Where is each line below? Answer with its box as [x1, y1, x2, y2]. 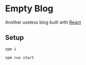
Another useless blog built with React [5, 19, 82, 25]
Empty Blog [5, 3, 53, 14]
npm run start [5, 55, 35, 60]
